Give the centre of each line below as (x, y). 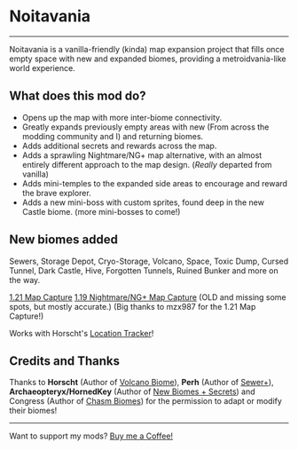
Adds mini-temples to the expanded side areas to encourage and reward (155, 183)
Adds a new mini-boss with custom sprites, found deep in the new (143, 202)
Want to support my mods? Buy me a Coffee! (91, 436)
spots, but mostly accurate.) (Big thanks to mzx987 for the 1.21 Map (133, 306)
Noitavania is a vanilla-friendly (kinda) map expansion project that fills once (147, 49)
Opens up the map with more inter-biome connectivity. (122, 117)
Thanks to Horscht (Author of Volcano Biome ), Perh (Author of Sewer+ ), (141, 383)
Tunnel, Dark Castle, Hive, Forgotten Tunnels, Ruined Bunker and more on (144, 270)
